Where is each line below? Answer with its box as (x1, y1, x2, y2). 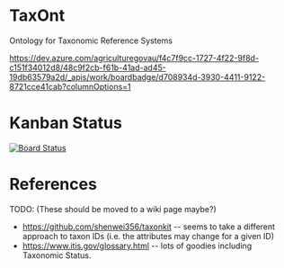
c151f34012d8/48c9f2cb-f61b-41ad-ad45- (9, 62, 166, 73)
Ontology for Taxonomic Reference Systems (9, 35, 173, 46)
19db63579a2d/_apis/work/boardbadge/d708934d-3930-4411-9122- (9, 71, 266, 82)
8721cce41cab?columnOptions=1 (9, 81, 132, 92)
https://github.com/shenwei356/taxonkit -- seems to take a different (22, 221, 276, 232)
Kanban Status (9, 113, 123, 133)
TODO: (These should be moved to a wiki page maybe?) (9, 203, 217, 214)
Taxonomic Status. (22, 249, 92, 261)
